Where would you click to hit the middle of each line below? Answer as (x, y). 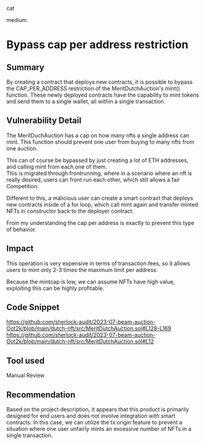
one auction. (22, 148)
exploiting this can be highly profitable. (55, 288)
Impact (20, 248)
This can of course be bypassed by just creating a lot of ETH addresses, (97, 160)
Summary (25, 67)
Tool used (25, 360)
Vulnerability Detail (44, 121)
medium (17, 20)
